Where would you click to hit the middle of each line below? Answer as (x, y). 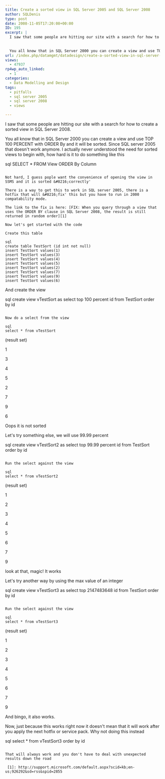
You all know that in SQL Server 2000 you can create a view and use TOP (79, 139)
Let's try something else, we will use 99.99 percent (57, 435)
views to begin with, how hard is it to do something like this (65, 155)
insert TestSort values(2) (33, 268)
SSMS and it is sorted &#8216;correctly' (48, 182)
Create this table (24, 233)
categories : (17, 78)
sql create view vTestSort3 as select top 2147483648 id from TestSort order (82, 590)
